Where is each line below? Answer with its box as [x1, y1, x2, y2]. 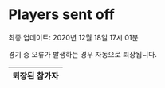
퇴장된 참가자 [12, 70, 59, 81]
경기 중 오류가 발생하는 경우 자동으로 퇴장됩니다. [8, 49, 158, 59]
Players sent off [8, 6, 116, 24]
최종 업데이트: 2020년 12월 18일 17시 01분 [8, 33, 139, 42]
